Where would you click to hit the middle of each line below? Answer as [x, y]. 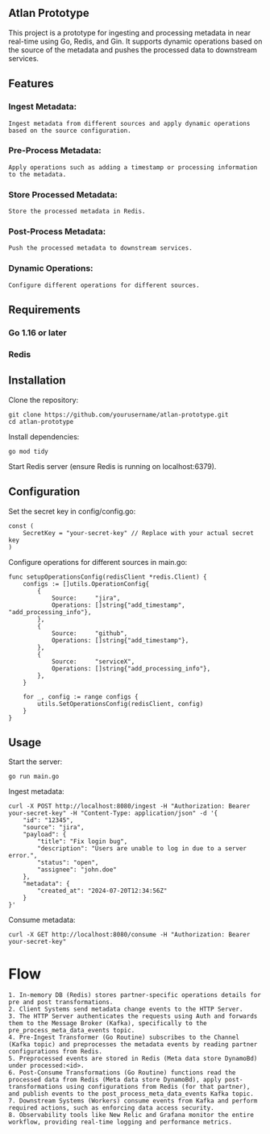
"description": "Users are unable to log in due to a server [142, 849]
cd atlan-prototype [41, 422]
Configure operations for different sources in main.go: [98, 562]
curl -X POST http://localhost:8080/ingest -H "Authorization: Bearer [129, 806]
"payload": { [45, 835]
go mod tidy [28, 451]
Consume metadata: [42, 920]
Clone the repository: [44, 400]
